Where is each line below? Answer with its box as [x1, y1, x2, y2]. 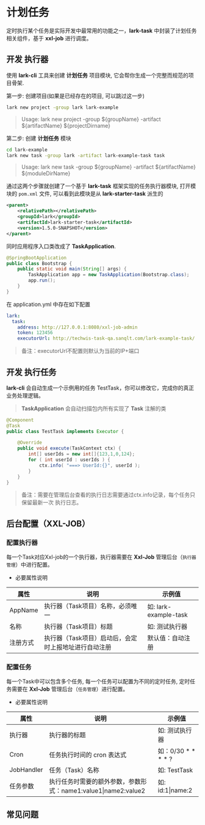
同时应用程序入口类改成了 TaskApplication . [6, 242, 116, 250]
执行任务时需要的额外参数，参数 [48, 777, 141, 786]
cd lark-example [6, 147, 48, 153]
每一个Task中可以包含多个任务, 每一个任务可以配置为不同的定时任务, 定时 [6, 678, 190, 685]
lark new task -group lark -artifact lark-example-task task [6, 152, 165, 159]
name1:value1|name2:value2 [60, 787, 145, 795]
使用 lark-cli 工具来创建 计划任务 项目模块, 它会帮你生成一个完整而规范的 [6, 71, 189, 79]
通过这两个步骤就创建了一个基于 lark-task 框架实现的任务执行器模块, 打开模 [6, 183, 196, 190]
